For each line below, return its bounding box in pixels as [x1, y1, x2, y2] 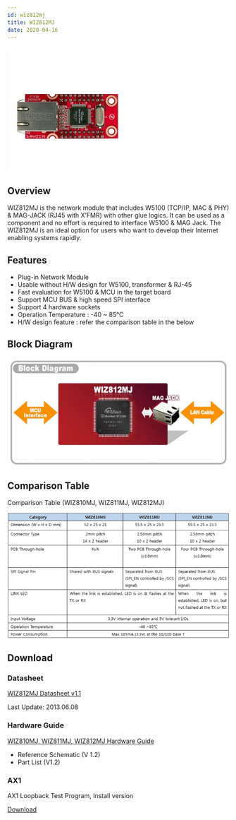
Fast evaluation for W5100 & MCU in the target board [17, 288, 171, 296]
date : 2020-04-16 [7, 26, 58, 33]
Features [7, 254, 47, 266]
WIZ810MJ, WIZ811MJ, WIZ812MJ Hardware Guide [7, 737, 155, 745]
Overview [7, 184, 51, 197]
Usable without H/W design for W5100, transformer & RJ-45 [17, 280, 192, 289]
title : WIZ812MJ [7, 18, 55, 26]
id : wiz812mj [7, 11, 46, 18]
